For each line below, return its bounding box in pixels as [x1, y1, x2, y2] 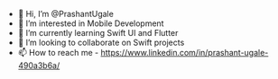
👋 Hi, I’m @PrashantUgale [17, 9, 115, 19]
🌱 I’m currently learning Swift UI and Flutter [17, 28, 179, 38]
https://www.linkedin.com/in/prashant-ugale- [100, 48, 269, 57]
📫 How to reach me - [17, 48, 99, 57]
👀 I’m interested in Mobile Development [17, 18, 164, 29]
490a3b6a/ [17, 60, 60, 71]
